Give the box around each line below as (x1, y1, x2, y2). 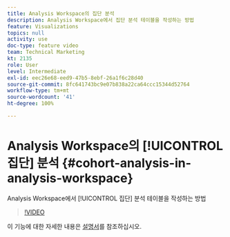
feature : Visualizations (7, 23, 79, 30)
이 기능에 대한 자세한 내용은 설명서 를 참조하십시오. (7, 222, 142, 230)
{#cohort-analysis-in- (61, 155, 192, 171)
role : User (7, 61, 39, 68)
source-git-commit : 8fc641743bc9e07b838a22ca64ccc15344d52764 (7, 81, 190, 88)
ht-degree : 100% (7, 100, 54, 107)
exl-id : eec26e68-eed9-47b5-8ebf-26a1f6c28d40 (7, 74, 144, 82)
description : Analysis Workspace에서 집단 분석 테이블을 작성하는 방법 (7, 17, 195, 23)
